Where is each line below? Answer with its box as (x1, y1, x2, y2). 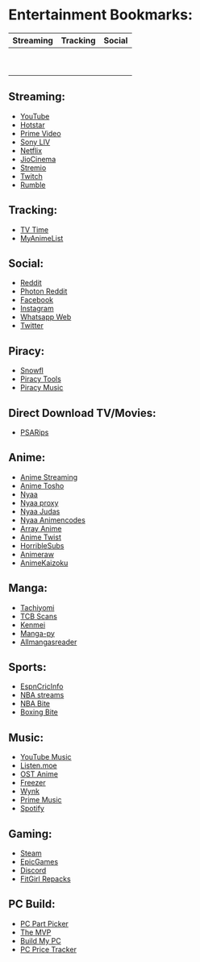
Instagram (19, 304, 54, 314)
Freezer (19, 778, 46, 788)
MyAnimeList (19, 233, 64, 243)
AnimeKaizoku (19, 558, 69, 568)
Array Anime (19, 523, 62, 533)
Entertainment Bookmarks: (8, 6, 194, 24)
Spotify (19, 804, 44, 814)
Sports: (8, 660, 47, 674)
